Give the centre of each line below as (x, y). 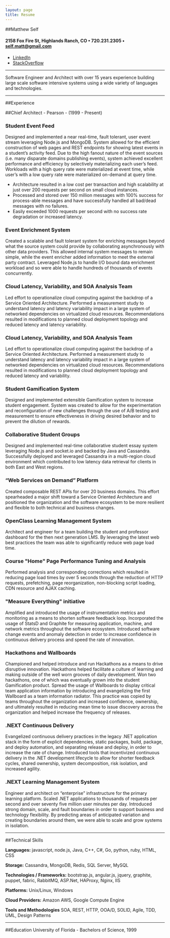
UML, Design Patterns (28, 915)
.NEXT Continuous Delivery (40, 725)
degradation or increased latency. (48, 217)
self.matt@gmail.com (29, 46)
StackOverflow (28, 63)
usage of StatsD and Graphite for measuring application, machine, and (79, 623)
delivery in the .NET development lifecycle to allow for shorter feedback (80, 758)
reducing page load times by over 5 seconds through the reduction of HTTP (84, 578)
